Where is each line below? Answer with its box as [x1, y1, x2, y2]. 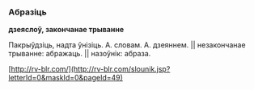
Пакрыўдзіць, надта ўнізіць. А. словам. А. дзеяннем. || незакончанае [8, 40, 246, 50]
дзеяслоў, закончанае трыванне [8, 25, 124, 35]
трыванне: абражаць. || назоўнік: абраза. [8, 49, 151, 59]
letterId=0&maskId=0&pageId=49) [8, 73, 124, 83]
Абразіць [8, 6, 47, 18]
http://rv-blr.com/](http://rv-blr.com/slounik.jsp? [11, 64, 171, 74]
